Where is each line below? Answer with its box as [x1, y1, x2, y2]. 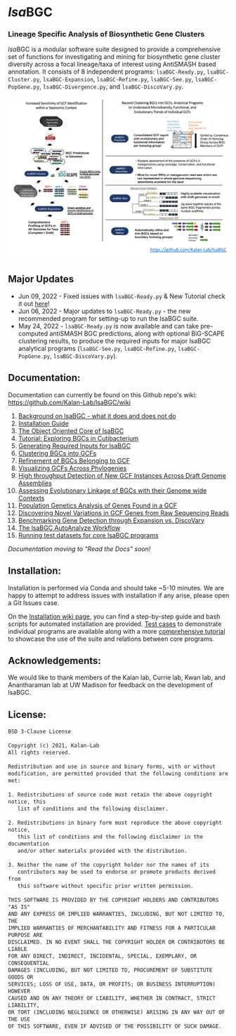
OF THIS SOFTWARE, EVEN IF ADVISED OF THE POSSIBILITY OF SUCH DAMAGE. [8, 1023, 222, 1030]
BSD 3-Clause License [8, 728, 72, 736]
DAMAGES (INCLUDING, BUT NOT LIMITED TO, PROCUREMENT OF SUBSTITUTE [8, 967, 213, 974]
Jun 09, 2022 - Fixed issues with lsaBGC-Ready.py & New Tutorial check [18, 292, 225, 300]
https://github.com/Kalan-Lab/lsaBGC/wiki [8, 398, 131, 406]
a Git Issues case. [8, 598, 60, 607]
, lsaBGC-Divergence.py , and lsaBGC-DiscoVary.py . [39, 82, 184, 91]
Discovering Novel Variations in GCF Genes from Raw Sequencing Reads [18, 508, 229, 517]
